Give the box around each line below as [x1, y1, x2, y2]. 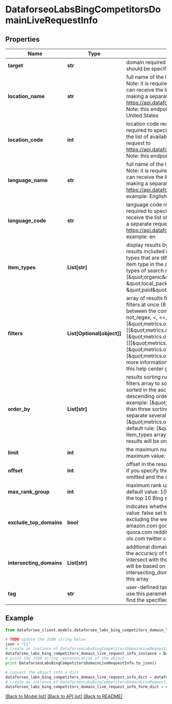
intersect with [126, 556, 159, 563]
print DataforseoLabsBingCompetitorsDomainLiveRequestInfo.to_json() [5, 660, 157, 666]
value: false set [126, 509, 163, 516]
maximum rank [126, 482, 162, 489]
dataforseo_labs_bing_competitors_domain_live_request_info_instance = [5, 651, 161, 656]
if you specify [126, 467, 159, 474]
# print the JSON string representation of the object [5, 656, 125, 661]
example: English [126, 193, 167, 199]
